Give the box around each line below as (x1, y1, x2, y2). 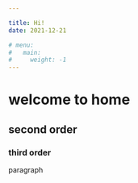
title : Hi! (8, 19, 45, 27)
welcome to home (8, 90, 131, 109)
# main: (8, 48, 42, 56)
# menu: (8, 41, 35, 49)
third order (8, 147, 52, 158)
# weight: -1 (8, 56, 67, 64)
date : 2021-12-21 (8, 26, 67, 35)
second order (8, 123, 78, 136)
